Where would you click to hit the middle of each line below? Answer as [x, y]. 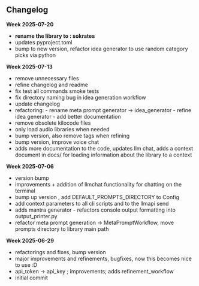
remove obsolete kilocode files [53, 123]
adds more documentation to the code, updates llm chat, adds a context [104, 148]
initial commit [31, 278]
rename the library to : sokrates [55, 36]
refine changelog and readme [52, 85]
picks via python [35, 55]
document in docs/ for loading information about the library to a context [103, 155]
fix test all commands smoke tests [57, 91]
